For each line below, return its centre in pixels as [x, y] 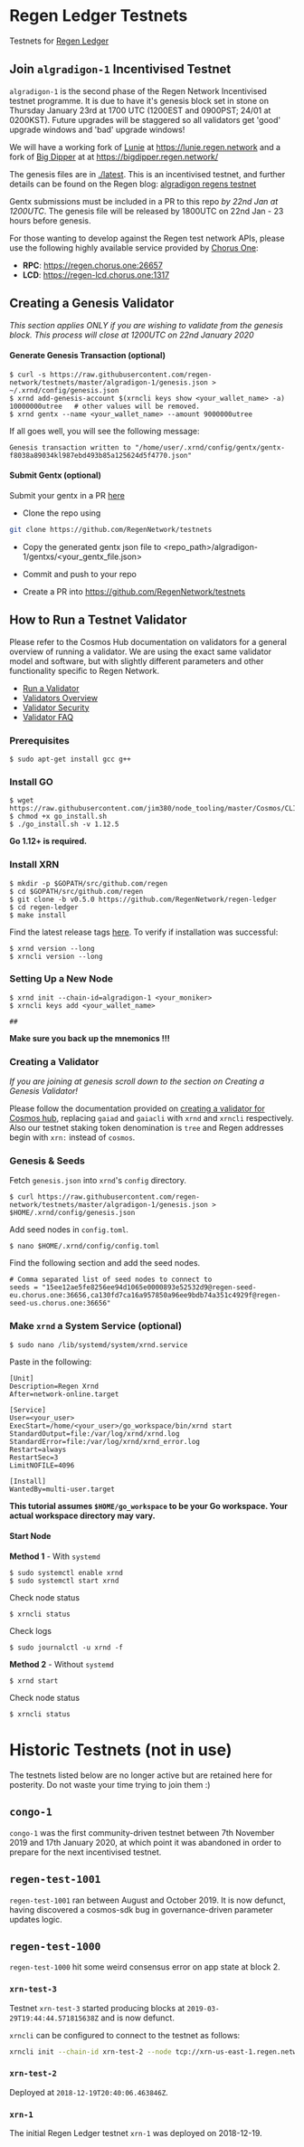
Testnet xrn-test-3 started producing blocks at [97, 2008]
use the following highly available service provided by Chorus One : [134, 247]
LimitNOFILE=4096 [42, 1465]
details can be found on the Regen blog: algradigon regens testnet [133, 184]
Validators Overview [60, 698]
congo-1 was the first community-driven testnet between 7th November [142, 1832]
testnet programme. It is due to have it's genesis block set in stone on [139, 100]
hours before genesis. [50, 220]
